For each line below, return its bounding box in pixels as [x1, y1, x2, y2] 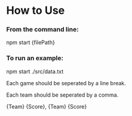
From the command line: [6, 25, 79, 34]
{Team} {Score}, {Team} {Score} [6, 103, 87, 110]
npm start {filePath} [6, 39, 55, 46]
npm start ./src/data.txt [6, 68, 64, 75]
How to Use [6, 4, 65, 18]
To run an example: [6, 54, 64, 62]
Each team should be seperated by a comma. [6, 91, 119, 98]
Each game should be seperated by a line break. [6, 79, 127, 86]
